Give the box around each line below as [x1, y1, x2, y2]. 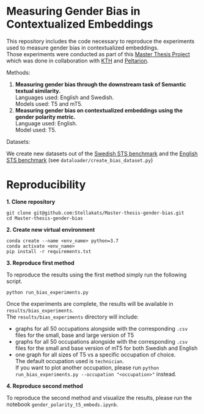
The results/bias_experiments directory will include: [6, 313, 139, 320]
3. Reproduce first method [6, 259, 75, 267]
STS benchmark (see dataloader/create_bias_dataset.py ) [6, 156, 153, 163]
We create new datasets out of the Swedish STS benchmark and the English [6, 150, 199, 157]
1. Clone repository [6, 198, 56, 205]
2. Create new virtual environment [6, 226, 95, 233]
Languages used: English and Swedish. [15, 94, 114, 101]
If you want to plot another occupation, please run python [15, 364, 159, 371]
